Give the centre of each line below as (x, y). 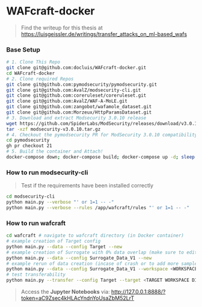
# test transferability (36, 275)
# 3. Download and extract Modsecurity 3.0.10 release (76, 118)
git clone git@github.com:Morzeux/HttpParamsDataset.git (79, 112)
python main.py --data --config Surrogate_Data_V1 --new (79, 258)
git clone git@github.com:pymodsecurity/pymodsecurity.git (82, 84)
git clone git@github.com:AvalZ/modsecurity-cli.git (74, 90)
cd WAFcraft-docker (31, 73)
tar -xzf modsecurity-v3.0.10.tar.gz (54, 129)
